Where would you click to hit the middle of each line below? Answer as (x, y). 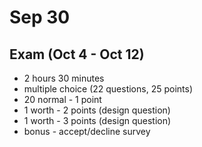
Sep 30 (40, 17)
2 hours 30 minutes (64, 78)
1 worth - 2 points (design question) (97, 110)
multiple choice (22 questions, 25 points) (108, 89)
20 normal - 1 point (62, 99)
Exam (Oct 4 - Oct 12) (77, 54)
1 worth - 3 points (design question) (97, 120)
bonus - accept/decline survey (87, 131)
